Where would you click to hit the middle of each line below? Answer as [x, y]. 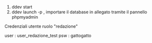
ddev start [22, 7]
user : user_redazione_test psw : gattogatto [48, 36]
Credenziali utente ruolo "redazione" [41, 26]
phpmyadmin [25, 17]
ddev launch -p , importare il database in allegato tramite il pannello [79, 12]
